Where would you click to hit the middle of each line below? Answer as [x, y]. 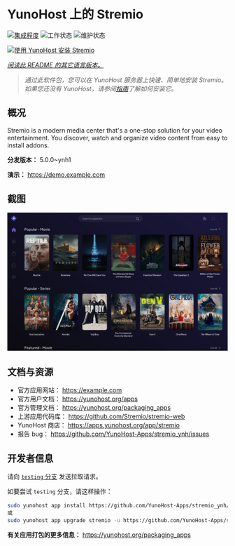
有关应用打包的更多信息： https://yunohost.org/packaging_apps [99, 535]
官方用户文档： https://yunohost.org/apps [78, 399]
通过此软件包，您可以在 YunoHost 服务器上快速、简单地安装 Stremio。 [126, 80]
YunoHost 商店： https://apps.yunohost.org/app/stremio [99, 425]
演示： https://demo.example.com [56, 174]
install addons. [28, 145]
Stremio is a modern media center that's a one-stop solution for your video [115, 130]
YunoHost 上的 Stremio [75, 14]
